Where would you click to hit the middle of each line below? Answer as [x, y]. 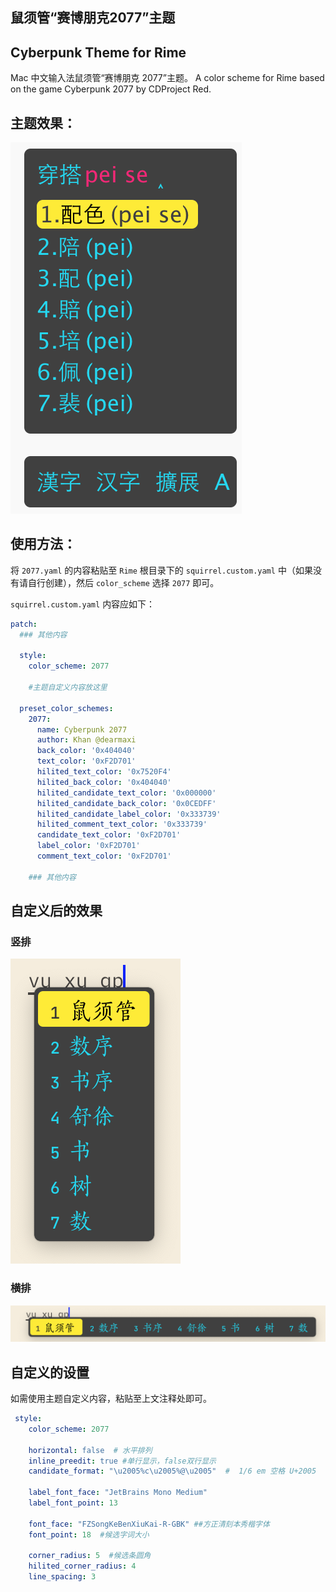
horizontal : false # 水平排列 [90, 1450]
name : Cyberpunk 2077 [82, 729]
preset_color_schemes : [66, 708]
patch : [24, 624]
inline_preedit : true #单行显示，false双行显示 [122, 1461]
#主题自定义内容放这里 [68, 688]
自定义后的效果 [56, 911]
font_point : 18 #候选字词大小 [89, 1534]
